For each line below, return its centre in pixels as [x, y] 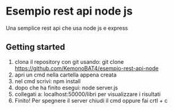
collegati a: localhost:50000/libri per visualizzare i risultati [87, 94]
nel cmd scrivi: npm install [47, 81]
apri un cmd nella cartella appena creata [66, 75]
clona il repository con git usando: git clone [69, 61]
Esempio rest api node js [69, 11]
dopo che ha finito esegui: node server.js [66, 88]
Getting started [36, 47]
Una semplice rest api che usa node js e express [67, 28]
